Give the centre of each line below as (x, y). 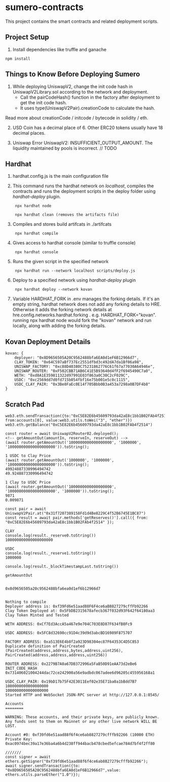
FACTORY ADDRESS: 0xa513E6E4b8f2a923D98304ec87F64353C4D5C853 (72, 642)
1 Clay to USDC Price (28, 482)
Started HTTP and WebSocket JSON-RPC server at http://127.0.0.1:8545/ (82, 695)
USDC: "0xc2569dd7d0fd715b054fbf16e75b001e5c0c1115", (72, 380)
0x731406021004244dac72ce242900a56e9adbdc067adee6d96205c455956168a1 (80, 673)
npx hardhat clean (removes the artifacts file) (67, 215)
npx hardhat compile (36, 234)
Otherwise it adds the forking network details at (62, 310)
